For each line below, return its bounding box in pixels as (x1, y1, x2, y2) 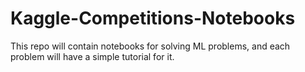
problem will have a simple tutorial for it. (10, 50, 175, 62)
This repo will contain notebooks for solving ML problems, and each (10, 40, 291, 52)
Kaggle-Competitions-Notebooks (10, 7, 296, 30)
